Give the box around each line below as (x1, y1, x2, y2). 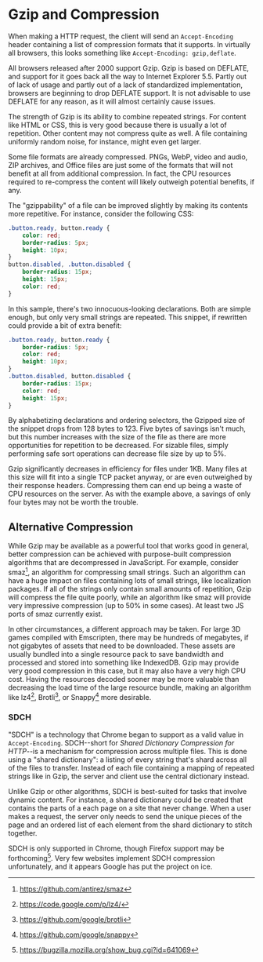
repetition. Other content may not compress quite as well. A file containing (8, 128, 248, 138)
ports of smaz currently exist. (8, 609, 103, 618)
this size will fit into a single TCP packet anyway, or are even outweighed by (8, 472, 253, 482)
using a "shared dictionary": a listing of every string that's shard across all (8, 755, 247, 764)
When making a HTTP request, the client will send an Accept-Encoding (8, 31, 233, 41)
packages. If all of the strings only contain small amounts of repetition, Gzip (8, 584, 252, 593)
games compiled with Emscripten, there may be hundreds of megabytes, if (8, 632, 249, 642)
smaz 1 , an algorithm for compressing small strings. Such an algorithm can (8, 567, 247, 577)
